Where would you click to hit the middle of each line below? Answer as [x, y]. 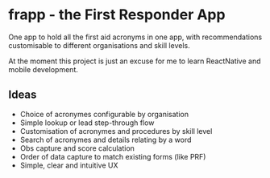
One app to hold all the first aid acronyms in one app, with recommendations [135, 37]
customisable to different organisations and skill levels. [100, 45]
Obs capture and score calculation [77, 148]
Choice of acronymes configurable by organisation [104, 114]
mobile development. [43, 69]
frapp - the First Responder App [117, 15]
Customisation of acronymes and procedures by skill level [116, 131]
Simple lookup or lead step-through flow [87, 123]
